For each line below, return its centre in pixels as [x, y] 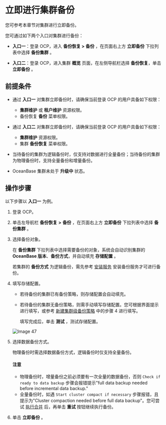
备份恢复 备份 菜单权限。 [45, 116]
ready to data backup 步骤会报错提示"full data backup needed [83, 383]
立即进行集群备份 [40, 10]
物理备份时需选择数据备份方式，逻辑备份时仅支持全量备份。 [73, 352]
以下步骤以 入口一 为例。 [30, 201]
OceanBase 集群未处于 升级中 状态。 [50, 171]
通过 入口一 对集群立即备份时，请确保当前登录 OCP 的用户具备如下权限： [87, 99]
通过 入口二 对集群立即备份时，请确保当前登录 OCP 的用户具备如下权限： [87, 127]
